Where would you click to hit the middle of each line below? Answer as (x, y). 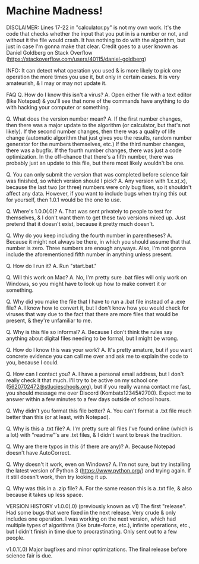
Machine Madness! (54, 11)
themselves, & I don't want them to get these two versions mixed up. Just (96, 218)
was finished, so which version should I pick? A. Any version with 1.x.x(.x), (97, 181)
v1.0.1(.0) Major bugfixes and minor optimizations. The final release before (97, 549)
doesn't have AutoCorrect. (39, 452)
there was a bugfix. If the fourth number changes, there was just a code (94, 150)
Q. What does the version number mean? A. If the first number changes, (94, 119)
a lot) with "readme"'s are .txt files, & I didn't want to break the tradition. (94, 434)
